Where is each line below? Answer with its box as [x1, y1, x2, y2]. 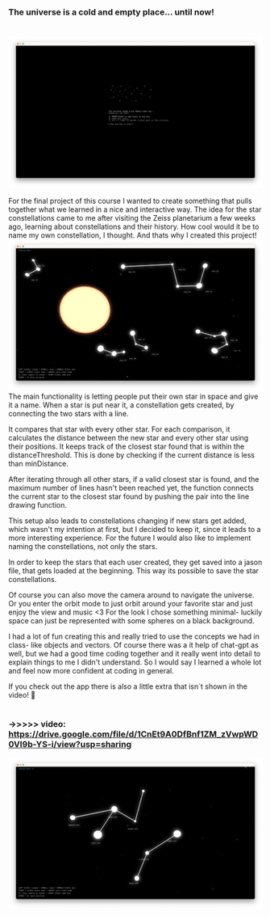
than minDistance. [8, 459, 69, 469]
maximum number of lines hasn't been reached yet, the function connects [8, 483, 254, 493]
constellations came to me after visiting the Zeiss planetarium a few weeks [8, 213, 256, 222]
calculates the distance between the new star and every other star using [8, 433, 249, 443]
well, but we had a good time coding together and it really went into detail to [8, 649, 261, 659]
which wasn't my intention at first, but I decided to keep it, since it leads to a [8, 525, 261, 534]
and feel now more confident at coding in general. [8, 666, 175, 676]
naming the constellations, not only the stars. [8, 542, 158, 551]
